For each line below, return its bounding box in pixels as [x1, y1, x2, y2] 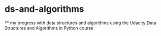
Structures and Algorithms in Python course [4, 25, 94, 31]
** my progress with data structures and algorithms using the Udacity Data [4, 20, 157, 26]
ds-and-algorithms [4, 3, 84, 15]
